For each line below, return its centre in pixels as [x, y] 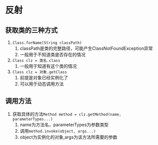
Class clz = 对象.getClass [40, 72]
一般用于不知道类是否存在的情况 [53, 55]
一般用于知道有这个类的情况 [48, 66]
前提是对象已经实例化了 [44, 77]
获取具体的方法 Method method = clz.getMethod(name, [67, 114]
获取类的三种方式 [31, 30]
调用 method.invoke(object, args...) [58, 131]
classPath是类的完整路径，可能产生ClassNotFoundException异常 [86, 48]
